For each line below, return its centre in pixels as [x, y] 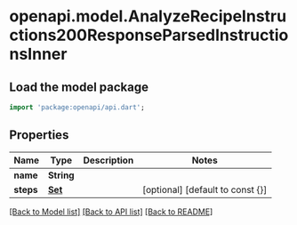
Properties [39, 135]
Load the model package [79, 87]
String [61, 175]
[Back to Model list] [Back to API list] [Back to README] [111, 212]
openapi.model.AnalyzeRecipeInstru [148, 16]
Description [108, 160]
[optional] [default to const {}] [205, 189]
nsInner [38, 54]
